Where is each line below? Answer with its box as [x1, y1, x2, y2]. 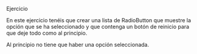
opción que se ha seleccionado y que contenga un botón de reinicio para [6, 23, 190, 30]
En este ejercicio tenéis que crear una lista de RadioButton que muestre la [6, 17, 192, 23]
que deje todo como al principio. [6, 29, 88, 37]
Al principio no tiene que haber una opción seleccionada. [6, 41, 150, 48]
